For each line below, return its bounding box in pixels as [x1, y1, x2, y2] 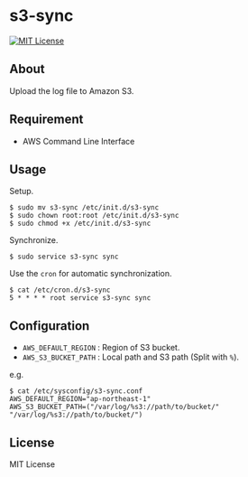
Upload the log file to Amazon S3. [9, 85, 134, 96]
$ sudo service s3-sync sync [9, 252, 119, 262]
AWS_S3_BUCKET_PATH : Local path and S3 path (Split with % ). [22, 351, 240, 362]
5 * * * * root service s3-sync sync [9, 294, 152, 303]
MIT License [9, 459, 56, 470]
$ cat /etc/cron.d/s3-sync [9, 285, 111, 295]
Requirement [9, 112, 84, 127]
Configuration [9, 318, 90, 333]
